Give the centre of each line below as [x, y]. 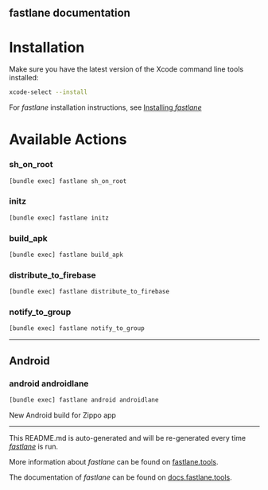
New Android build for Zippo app [62, 415]
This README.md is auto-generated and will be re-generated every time [127, 437]
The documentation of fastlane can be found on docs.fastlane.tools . [121, 477]
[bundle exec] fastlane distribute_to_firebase [89, 292]
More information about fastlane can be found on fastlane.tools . [114, 461]
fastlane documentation [70, 13]
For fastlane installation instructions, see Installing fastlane [105, 107]
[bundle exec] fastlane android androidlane [84, 400]
